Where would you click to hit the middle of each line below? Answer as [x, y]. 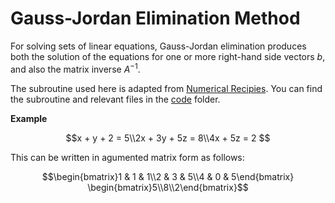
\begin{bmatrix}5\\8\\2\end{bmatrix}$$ [168, 187]
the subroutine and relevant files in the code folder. [115, 99]
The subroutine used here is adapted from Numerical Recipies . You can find [166, 88]
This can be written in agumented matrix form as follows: [127, 157]
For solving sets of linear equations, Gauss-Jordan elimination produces [158, 46]
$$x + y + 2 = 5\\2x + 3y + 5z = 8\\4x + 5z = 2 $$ [168, 138]
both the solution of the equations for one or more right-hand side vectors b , [168, 56]
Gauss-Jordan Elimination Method [155, 18]
